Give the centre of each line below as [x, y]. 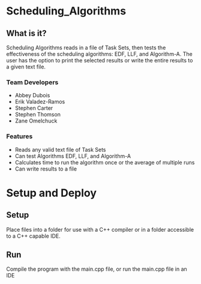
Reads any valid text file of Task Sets [60, 150]
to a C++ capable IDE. [34, 236]
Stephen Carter [34, 108]
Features [19, 136]
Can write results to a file [46, 169]
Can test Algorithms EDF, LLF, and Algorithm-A [73, 156]
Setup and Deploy [52, 193]
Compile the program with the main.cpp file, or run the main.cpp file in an [97, 269]
